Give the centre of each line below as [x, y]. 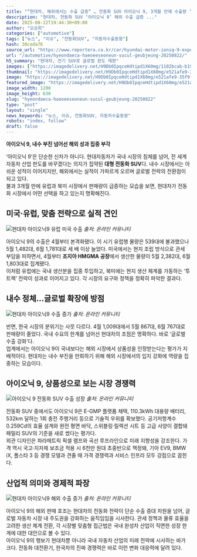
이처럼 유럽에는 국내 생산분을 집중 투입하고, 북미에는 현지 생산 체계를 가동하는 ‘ [96, 271]
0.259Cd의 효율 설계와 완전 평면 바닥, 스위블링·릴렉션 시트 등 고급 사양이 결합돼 [97, 426]
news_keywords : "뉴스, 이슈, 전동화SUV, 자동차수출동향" [68, 115]
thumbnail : [19, 72]
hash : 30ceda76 [25, 45]
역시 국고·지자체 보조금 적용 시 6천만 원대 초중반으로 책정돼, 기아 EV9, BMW [99, 448]
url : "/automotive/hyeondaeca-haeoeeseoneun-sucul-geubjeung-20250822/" [97, 55]
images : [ [18, 66]
